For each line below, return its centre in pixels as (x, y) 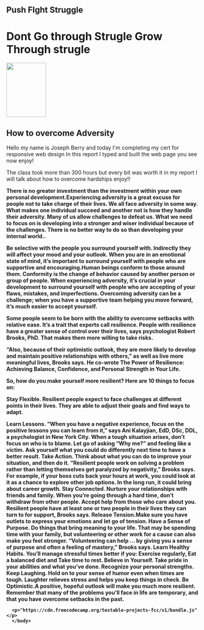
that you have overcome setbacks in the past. (65, 599)
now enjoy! (20, 161)
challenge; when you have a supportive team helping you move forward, (100, 300)
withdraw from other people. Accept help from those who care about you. (101, 502)
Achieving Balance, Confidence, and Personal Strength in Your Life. (93, 369)
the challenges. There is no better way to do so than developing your (95, 230)
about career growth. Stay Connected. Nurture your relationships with (97, 489)
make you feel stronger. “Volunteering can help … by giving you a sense (100, 541)
